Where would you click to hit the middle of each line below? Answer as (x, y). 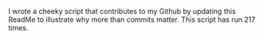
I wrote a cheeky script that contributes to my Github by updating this (122, 11)
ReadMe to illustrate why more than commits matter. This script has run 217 (132, 19)
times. (18, 28)
